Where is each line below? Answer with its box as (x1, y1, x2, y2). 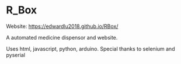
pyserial (6, 51, 25, 58)
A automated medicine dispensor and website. (6, 34, 118, 41)
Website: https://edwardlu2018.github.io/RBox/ (6, 23, 119, 30)
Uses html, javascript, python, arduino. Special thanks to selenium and (6, 45, 175, 52)
